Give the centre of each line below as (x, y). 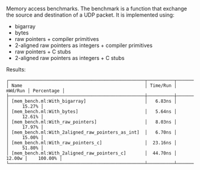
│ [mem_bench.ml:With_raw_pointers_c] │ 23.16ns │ (92, 143)
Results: (16, 70)
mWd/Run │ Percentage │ (36, 91)
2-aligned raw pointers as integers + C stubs (70, 58)
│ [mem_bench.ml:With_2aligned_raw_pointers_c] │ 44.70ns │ (92, 153)
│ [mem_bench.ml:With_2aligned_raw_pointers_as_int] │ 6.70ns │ (92, 133)
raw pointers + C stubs (43, 52)
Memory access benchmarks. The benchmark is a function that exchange (97, 9)
